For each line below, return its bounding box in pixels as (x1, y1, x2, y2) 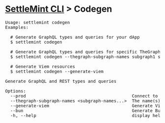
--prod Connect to (10, 93, 158, 98)
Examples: (5, 25, 28, 30)
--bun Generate (10, 108, 153, 113)
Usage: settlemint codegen (5, 20, 70, 25)
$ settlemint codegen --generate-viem (10, 69, 104, 74)
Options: (5, 88, 26, 94)
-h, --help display (10, 113, 151, 118)
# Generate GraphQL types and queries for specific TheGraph (10, 49, 161, 54)
